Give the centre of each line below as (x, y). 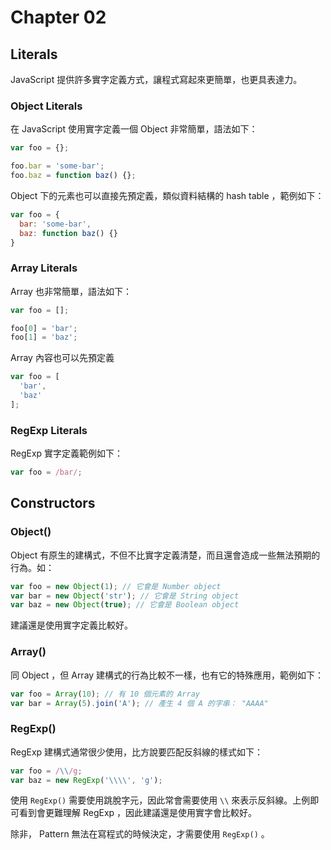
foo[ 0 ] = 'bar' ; (44, 328)
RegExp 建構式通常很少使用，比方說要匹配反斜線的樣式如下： (137, 752)
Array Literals (44, 268)
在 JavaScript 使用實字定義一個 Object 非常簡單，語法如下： (134, 129)
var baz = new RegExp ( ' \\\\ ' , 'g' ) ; (86, 780)
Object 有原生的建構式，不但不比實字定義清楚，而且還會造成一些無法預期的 (165, 555)
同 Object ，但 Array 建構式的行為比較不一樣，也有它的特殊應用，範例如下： (167, 675)
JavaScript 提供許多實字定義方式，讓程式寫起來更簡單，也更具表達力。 (156, 79)
